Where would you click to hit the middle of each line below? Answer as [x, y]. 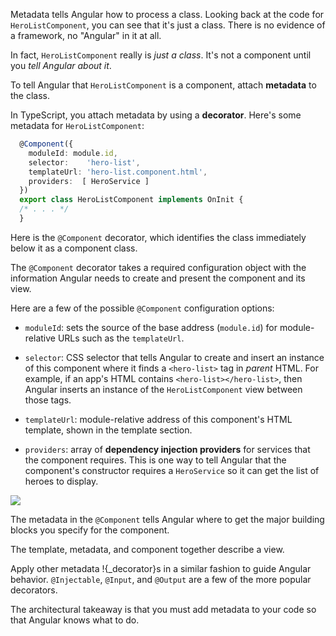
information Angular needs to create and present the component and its [158, 278]
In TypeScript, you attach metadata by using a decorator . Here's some [156, 115]
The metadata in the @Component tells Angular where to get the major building [167, 519]
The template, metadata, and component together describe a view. [147, 549]
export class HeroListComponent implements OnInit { [131, 200]
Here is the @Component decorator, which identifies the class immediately [158, 237]
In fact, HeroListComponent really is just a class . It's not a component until [161, 55]
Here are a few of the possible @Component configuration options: [142, 308]
